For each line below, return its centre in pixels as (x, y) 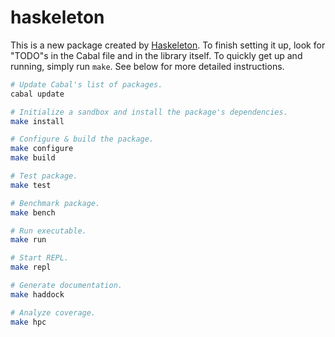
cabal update (37, 94)
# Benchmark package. (55, 203)
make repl (31, 267)
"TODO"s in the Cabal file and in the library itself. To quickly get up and (156, 55)
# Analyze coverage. (53, 312)
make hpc (28, 322)
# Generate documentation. (66, 286)
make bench (33, 212)
